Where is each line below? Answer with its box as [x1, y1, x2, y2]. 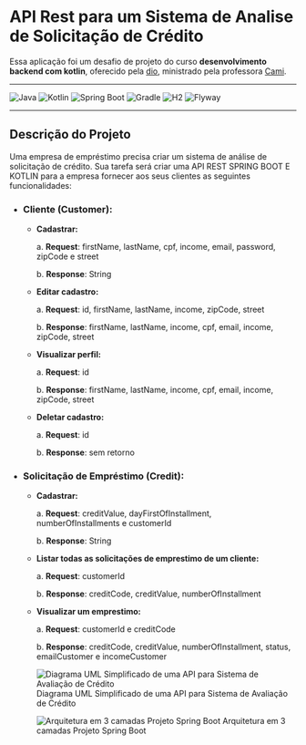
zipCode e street [36, 251, 99, 262]
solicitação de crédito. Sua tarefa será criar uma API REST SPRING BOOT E [9, 160, 291, 171]
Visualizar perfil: [36, 349, 102, 360]
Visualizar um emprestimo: [36, 606, 141, 617]
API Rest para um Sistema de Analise [9, 6, 294, 27]
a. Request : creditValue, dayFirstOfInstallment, [36, 508, 212, 519]
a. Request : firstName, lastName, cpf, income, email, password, [36, 242, 276, 253]
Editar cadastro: [36, 286, 99, 297]
